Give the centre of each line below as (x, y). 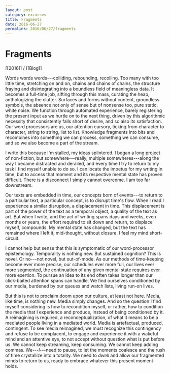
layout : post (19, 10)
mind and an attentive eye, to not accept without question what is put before (85, 339)
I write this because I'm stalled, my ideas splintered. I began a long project (83, 153)
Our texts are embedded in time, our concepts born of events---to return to (84, 195)
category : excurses (26, 15)
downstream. (19, 185)
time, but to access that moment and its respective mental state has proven (84, 175)
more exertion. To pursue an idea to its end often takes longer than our (79, 275)
